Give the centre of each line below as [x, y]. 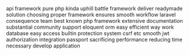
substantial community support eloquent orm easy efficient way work [90, 27]
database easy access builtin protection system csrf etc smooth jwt [88, 33]
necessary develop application [43, 46]
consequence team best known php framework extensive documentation [95, 21]
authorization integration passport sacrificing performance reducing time [95, 39]
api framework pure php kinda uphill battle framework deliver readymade [95, 8]
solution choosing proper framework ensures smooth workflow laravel [91, 15]
